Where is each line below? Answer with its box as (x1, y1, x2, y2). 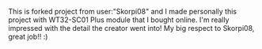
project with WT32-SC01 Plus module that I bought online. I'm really (8, 15, 230, 24)
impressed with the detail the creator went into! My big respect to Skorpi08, (8, 24, 255, 32)
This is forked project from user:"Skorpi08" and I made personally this (8, 7, 237, 16)
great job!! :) (8, 32, 48, 41)
